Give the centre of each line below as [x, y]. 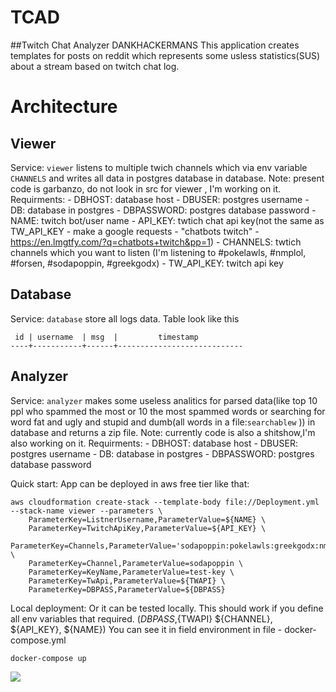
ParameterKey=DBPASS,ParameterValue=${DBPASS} [127, 589]
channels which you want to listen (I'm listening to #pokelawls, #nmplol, [158, 252]
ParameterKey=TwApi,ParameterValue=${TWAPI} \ [127, 581]
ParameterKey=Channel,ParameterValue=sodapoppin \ [136, 563]
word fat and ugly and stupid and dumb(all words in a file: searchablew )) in [163, 422]
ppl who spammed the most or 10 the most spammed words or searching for [168, 411]
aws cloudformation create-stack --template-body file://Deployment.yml [165, 502]
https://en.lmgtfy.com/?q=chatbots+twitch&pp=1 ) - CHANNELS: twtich [156, 242]
